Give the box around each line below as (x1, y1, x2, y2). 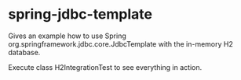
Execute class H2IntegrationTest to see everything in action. (8, 62, 203, 71)
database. (8, 47, 41, 57)
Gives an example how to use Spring (8, 31, 127, 40)
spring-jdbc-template (8, 5, 153, 23)
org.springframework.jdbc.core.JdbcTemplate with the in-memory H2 (8, 39, 233, 48)
